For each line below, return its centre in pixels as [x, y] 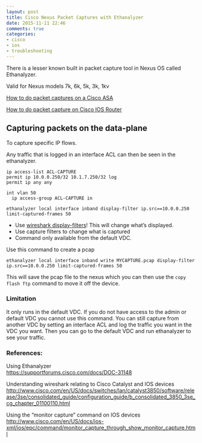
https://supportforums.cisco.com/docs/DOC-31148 [69, 373]
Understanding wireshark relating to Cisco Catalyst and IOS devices [90, 384]
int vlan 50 [21, 193]
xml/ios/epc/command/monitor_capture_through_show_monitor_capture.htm [101, 428]
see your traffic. [26, 337]
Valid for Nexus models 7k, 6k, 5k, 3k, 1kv [58, 86]
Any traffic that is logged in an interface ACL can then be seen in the [91, 154]
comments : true [25, 29]
